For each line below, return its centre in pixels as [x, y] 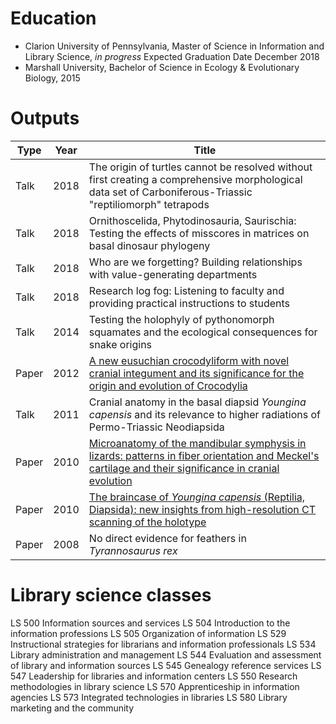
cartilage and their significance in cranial [184, 468]
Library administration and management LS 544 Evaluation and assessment [166, 654]
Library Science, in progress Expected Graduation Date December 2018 [172, 56]
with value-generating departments [173, 274]
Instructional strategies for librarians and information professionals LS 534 [163, 644]
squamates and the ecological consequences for [203, 332]
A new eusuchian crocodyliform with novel [189, 360]
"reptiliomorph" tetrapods [149, 204]
